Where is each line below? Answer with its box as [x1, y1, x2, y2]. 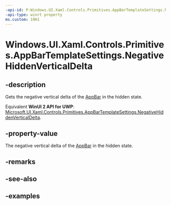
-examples [5, 192, 40, 200]
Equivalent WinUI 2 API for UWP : [5, 104, 75, 110]
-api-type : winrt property [5, 12, 63, 17]
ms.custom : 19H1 [5, 17, 40, 22]
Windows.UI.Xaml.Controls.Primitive [5, 39, 164, 50]
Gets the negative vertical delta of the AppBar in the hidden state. [5, 94, 142, 100]
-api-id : [5, 7, 24, 13]
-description [5, 80, 46, 89]
